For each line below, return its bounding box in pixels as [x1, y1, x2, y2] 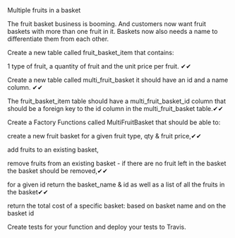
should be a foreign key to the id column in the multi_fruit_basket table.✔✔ [7, 105, 224, 112]
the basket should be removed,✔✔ [7, 167, 108, 175]
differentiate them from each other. [7, 35, 109, 43]
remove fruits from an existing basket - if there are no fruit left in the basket [7, 159, 227, 167]
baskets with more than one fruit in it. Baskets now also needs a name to [7, 28, 218, 35]
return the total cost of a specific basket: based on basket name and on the [7, 201, 227, 210]
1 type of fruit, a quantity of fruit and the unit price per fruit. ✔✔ [7, 62, 192, 70]
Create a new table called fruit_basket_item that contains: [7, 49, 174, 56]
